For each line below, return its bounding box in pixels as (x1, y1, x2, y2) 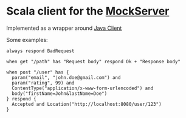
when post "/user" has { (6, 69, 69, 75)
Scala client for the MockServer (6, 4, 170, 18)
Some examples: (6, 36, 48, 43)
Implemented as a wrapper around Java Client (6, 24, 122, 32)
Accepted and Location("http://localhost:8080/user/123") (12, 101, 162, 107)
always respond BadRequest (6, 47, 75, 54)
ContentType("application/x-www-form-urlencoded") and (12, 85, 154, 91)
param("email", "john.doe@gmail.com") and (12, 74, 121, 80)
